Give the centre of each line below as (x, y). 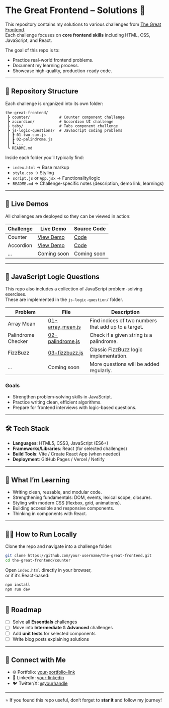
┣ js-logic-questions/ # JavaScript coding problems (65, 130)
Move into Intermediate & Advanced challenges (63, 628)
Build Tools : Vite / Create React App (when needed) (66, 454)
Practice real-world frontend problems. (53, 60)
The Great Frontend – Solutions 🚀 (75, 10)
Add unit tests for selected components (54, 633)
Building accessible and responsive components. (63, 508)
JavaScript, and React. (29, 40)
